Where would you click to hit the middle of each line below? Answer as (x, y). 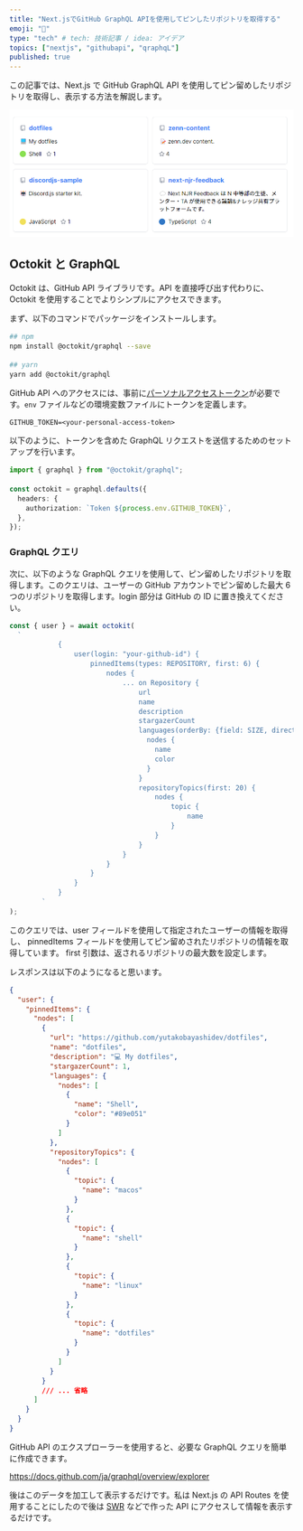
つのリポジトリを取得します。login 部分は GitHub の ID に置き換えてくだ (143, 596)
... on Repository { (161, 682)
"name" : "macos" (112, 1190)
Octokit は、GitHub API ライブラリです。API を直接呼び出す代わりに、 (139, 287)
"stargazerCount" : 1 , (90, 1066)
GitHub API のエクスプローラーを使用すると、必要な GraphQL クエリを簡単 (148, 1447)
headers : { (38, 498)
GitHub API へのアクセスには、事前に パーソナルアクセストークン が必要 (141, 393)
